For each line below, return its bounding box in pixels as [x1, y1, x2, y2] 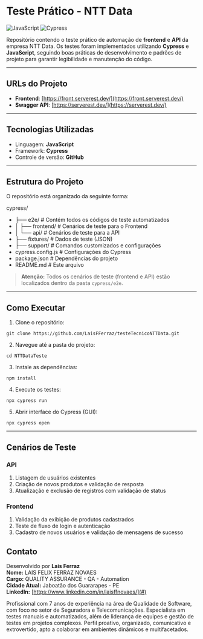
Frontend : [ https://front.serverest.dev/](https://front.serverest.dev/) [14, 95, 184, 102]
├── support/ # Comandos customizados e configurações [14, 242, 161, 249]
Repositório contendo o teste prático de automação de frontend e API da [6, 36, 188, 43]
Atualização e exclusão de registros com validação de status [14, 487, 166, 494]
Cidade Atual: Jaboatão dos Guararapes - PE [6, 581, 120, 589]
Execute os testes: [14, 386, 62, 393]
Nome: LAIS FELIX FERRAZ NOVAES [6, 569, 97, 576]
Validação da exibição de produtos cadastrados [14, 516, 134, 523]
